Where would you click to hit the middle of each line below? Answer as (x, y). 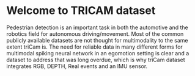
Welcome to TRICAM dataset (81, 11)
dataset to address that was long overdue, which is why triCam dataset (96, 60)
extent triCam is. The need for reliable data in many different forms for (95, 47)
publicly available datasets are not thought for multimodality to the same (97, 40)
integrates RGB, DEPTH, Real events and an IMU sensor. (77, 66)
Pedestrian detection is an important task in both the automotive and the (97, 27)
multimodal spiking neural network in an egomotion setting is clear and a (98, 53)
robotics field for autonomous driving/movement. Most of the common (95, 33)
